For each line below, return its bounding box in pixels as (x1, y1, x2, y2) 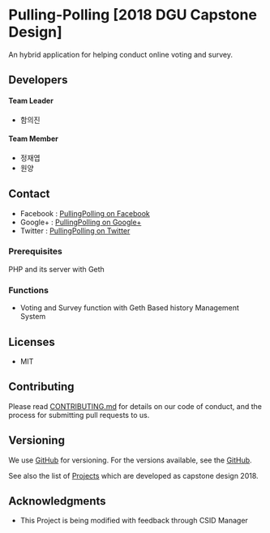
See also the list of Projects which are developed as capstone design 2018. (8, 471, 259, 480)
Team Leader (8, 96, 54, 105)
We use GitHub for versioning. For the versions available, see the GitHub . (8, 455, 253, 465)
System (19, 312, 46, 322)
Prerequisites (8, 245, 62, 257)
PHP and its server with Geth (8, 264, 105, 274)
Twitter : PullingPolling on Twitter (19, 225, 131, 236)
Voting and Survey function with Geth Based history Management (19, 303, 239, 313)
